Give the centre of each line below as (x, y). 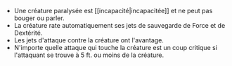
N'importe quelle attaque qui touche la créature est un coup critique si (116, 48)
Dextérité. (28, 33)
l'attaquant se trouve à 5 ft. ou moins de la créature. (89, 55)
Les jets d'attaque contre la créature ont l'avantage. (89, 40)
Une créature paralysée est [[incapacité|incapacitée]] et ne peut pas (113, 11)
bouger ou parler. (39, 18)
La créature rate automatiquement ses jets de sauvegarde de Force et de (120, 25)
